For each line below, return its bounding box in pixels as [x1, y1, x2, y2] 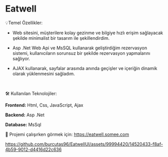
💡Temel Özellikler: [5, 20, 43, 26]
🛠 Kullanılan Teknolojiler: [5, 90, 57, 96]
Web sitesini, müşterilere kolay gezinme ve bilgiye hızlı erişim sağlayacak [12, 30, 163, 36]
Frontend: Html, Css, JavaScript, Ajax [5, 102, 84, 108]
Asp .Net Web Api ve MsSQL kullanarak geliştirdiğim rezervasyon [12, 45, 147, 51]
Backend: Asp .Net [5, 112, 45, 118]
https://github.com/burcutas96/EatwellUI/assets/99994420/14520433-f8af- [5, 141, 163, 147]
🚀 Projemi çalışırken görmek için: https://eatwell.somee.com [5, 131, 129, 137]
